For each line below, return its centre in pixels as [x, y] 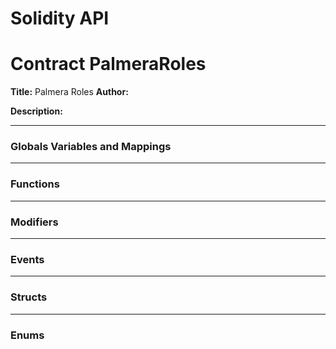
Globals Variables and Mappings [91, 147]
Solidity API [60, 18]
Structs [29, 297]
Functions [35, 184]
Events [27, 259]
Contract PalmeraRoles [108, 64]
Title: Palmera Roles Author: [69, 92]
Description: [36, 111]
